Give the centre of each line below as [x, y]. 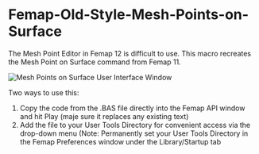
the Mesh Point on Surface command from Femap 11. [95, 62]
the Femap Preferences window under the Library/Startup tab [120, 141]
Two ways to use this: [44, 92]
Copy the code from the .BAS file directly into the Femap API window [132, 108]
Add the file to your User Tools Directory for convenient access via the [135, 125]
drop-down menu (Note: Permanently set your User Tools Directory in [134, 133]
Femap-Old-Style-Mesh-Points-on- [128, 15]
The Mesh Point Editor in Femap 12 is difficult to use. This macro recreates [130, 53]
